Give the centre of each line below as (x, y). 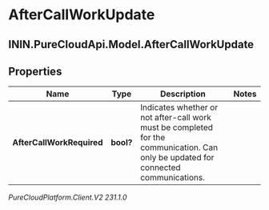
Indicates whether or (179, 107)
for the (153, 138)
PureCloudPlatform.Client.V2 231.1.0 (68, 197)
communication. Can (179, 147)
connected (161, 168)
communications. (173, 178)
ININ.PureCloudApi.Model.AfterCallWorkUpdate (131, 44)
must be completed (177, 127)
